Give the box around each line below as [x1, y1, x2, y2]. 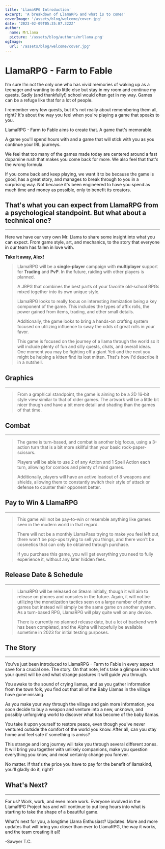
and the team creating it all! [5, 829, 60, 835]
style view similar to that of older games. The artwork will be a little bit [17, 397, 159, 403]
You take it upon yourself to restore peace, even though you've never [5, 721, 145, 727]
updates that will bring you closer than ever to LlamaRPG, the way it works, [5, 824, 157, 830]
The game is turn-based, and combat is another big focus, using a [17, 439, 151, 445]
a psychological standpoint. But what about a [5, 208, 146, 217]
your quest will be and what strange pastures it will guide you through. [5, 672, 147, 678]
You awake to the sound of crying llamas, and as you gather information [5, 681, 151, 687]
